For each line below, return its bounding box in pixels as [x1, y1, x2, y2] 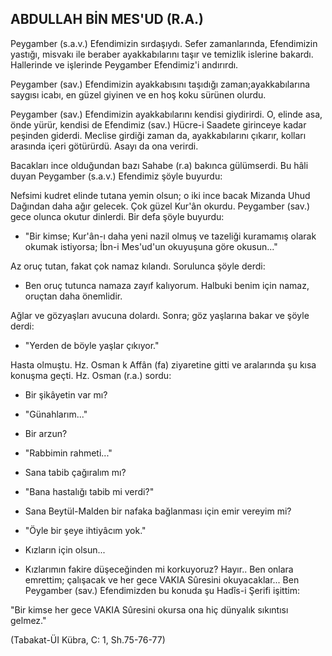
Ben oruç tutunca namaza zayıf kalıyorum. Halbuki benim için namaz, [24, 279, 310, 291]
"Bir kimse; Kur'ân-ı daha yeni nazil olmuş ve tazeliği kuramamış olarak [24, 230, 317, 242]
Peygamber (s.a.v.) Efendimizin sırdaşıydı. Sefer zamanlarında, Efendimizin [10, 37, 318, 49]
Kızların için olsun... [24, 543, 106, 556]
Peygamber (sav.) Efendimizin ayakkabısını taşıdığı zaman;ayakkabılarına [10, 78, 311, 90]
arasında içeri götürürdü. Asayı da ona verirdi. [10, 140, 199, 152]
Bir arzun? [24, 427, 68, 439]
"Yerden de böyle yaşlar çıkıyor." [24, 339, 160, 351]
